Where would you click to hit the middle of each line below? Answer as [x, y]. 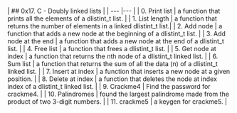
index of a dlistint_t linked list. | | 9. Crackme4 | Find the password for [109, 86]
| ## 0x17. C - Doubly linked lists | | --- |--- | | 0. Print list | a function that [114, 11]
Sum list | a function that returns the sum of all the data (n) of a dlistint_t [113, 64]
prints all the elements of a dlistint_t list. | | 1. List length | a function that [112, 18]
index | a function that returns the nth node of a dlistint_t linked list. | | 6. [113, 56]
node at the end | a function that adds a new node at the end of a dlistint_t [116, 41]
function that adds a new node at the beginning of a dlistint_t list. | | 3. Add [117, 33]
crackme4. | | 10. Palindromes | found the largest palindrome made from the [118, 94]
